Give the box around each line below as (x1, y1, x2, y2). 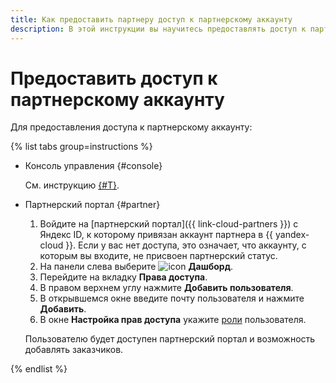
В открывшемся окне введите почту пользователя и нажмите (39, 292, 305, 305)
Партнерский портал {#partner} (24, 199, 161, 211)
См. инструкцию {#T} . (24, 179, 120, 191)
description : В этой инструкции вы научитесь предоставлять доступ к (10, 24, 307, 34)
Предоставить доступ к (10, 67, 218, 90)
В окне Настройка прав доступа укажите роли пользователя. (39, 314, 307, 326)
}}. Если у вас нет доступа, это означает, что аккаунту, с (65, 239, 307, 251)
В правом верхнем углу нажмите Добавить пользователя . (39, 282, 294, 294)
